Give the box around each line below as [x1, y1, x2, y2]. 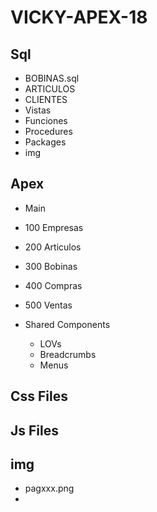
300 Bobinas [24, 260, 78, 272]
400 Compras [24, 279, 83, 291]
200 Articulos [24, 241, 82, 253]
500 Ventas [24, 299, 73, 311]
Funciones [24, 115, 68, 126]
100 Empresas [24, 221, 84, 233]
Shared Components [24, 318, 111, 330]
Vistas [24, 104, 52, 116]
